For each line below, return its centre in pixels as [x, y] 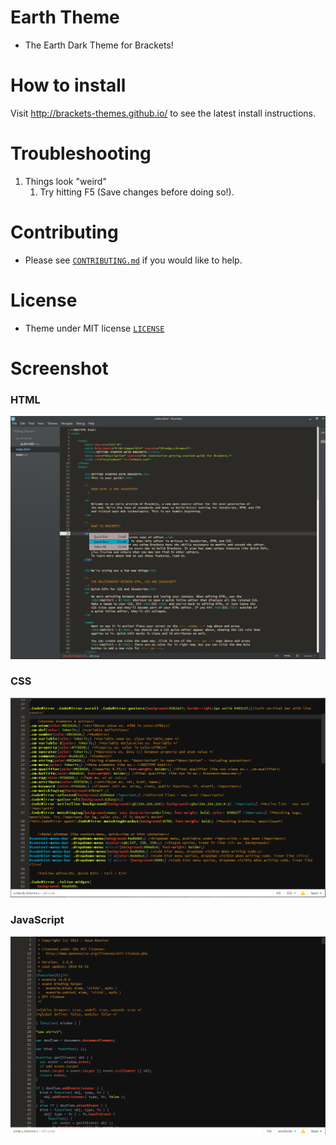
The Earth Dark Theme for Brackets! [99, 45]
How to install [68, 85]
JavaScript [37, 920]
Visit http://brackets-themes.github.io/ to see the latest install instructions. [163, 113]
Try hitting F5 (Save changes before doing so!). [137, 192]
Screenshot [59, 368]
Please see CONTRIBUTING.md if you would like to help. [133, 260]
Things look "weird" [65, 181]
